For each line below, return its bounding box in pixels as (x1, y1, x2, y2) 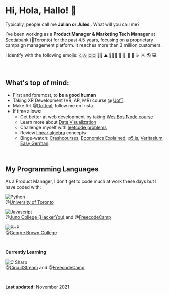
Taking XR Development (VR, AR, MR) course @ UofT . (12, 97, 125, 103)
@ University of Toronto (5, 199, 54, 205)
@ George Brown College (5, 229, 57, 235)
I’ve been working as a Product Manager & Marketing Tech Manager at (5, 31, 155, 37)
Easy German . (20, 140, 50, 146)
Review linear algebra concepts (20, 129, 86, 136)
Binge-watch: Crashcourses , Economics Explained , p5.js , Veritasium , (20, 135, 164, 141)
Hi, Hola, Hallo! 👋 (5, 5, 77, 16)
